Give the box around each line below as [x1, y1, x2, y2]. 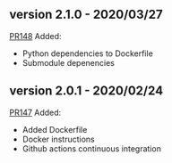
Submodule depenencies [21, 57, 115, 68]
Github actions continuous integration [21, 143, 161, 154]
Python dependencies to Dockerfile [21, 48, 154, 59]
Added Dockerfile [21, 124, 88, 134]
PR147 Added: [9, 107, 62, 118]
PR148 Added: [9, 30, 62, 41]
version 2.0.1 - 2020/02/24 [9, 84, 164, 99]
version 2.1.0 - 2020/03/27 [9, 7, 163, 22]
